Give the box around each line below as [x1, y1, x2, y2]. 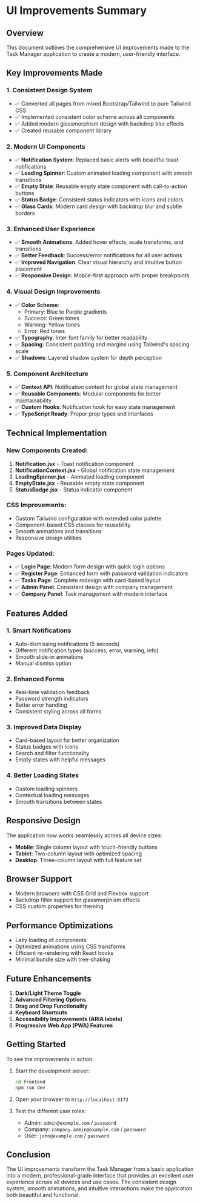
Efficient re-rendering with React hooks [15, 949, 114, 957]
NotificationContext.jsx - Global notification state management [15, 467, 175, 474]
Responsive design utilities [15, 534, 82, 541]
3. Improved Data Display [6, 723, 82, 732]
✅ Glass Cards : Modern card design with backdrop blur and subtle [15, 203, 182, 210]
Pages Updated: [6, 549, 55, 558]
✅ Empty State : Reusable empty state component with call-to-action [15, 183, 187, 190]
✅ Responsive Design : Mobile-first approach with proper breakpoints [15, 272, 190, 279]
